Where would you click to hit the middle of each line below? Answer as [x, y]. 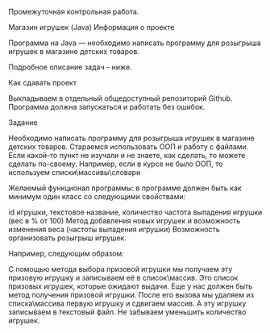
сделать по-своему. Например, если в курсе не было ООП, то [116, 164]
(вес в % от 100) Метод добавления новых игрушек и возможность [125, 221]
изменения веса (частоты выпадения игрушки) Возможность [114, 229]
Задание [23, 123]
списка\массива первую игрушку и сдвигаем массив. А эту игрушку [127, 303]
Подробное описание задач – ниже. [70, 67]
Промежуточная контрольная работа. [74, 12]
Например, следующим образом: [66, 254]
